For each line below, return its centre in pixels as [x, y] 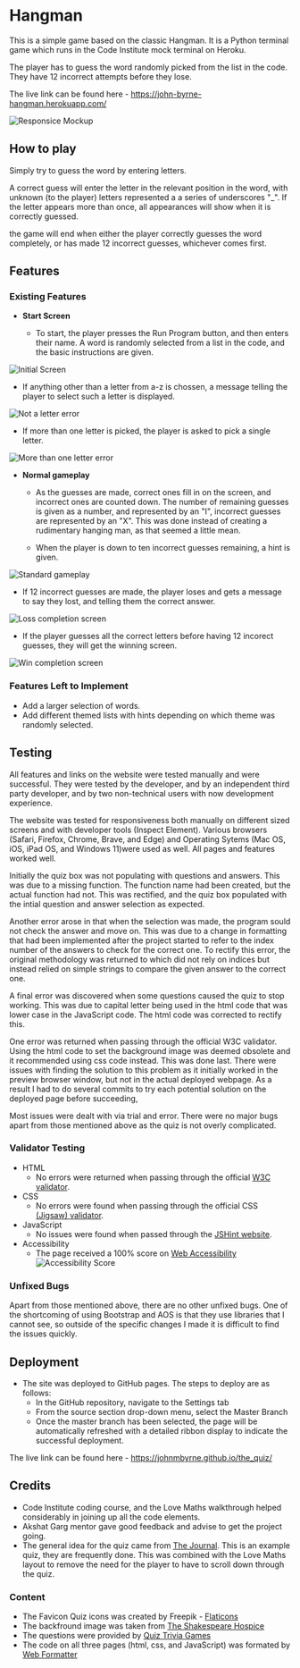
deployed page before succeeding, [74, 1098]
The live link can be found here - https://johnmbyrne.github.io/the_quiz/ [141, 1457]
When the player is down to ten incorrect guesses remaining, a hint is [163, 548]
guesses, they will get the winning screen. [100, 645]
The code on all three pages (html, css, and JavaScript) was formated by [156, 1645]
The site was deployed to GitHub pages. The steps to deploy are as [146, 1383]
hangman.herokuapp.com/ [58, 103]
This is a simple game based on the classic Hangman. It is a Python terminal [149, 40]
